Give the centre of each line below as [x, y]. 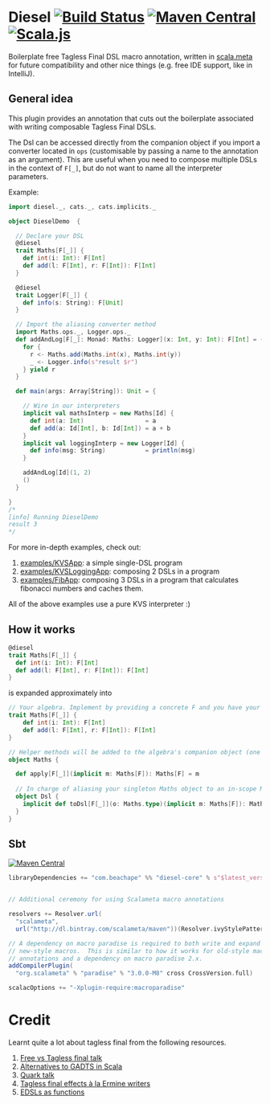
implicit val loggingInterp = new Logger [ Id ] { [104, 443]
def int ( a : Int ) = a [93, 421]
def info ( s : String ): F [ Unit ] [74, 303]
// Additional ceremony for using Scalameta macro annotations [117, 900]
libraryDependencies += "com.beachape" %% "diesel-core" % [109, 878]
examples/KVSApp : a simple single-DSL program [101, 563]
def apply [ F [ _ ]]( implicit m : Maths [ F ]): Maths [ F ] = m [107, 774]
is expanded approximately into [60, 693]
